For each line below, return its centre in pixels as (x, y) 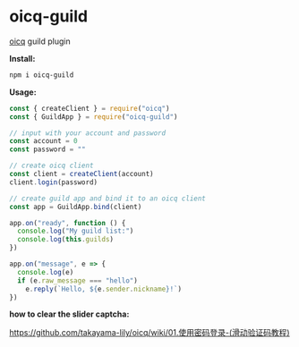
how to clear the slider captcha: (69, 314)
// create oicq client (51, 166)
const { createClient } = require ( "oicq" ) (90, 108)
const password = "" (48, 149)
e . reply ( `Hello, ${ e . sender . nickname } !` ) (103, 289)
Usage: (23, 92)
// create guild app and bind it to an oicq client (107, 199)
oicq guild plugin (40, 41)
